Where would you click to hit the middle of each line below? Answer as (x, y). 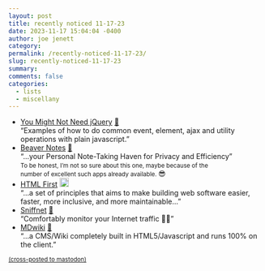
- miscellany (38, 99)
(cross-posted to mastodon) (47, 260)
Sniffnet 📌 (37, 210)
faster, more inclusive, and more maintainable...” (100, 202)
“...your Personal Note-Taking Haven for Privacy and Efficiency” (126, 157)
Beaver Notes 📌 (46, 148)
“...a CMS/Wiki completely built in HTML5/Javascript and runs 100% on (139, 236)
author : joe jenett (41, 39)
